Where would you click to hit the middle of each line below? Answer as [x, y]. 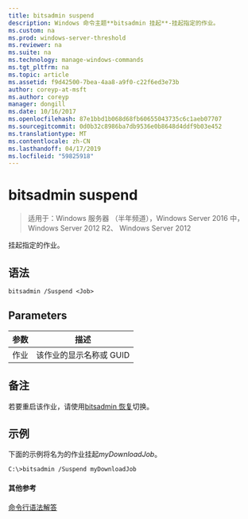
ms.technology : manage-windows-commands [76, 60]
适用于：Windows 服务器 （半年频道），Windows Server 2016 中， [136, 219]
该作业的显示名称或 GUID [83, 354]
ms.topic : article [39, 75]
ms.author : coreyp [39, 97]
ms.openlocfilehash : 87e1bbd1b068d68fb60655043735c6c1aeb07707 [115, 119]
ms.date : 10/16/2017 [43, 112]
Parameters [38, 316]
